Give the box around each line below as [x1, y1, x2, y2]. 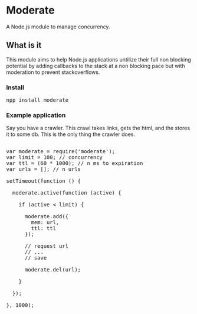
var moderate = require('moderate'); [6, 148, 116, 155]
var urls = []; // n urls [6, 166, 81, 173]
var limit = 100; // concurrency [6, 154, 103, 161]
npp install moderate [6, 97, 69, 103]
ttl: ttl [31, 225, 56, 232]
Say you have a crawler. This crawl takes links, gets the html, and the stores [6, 125, 191, 132]
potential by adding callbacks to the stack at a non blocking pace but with [6, 62, 185, 69]
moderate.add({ [24, 213, 69, 220]
